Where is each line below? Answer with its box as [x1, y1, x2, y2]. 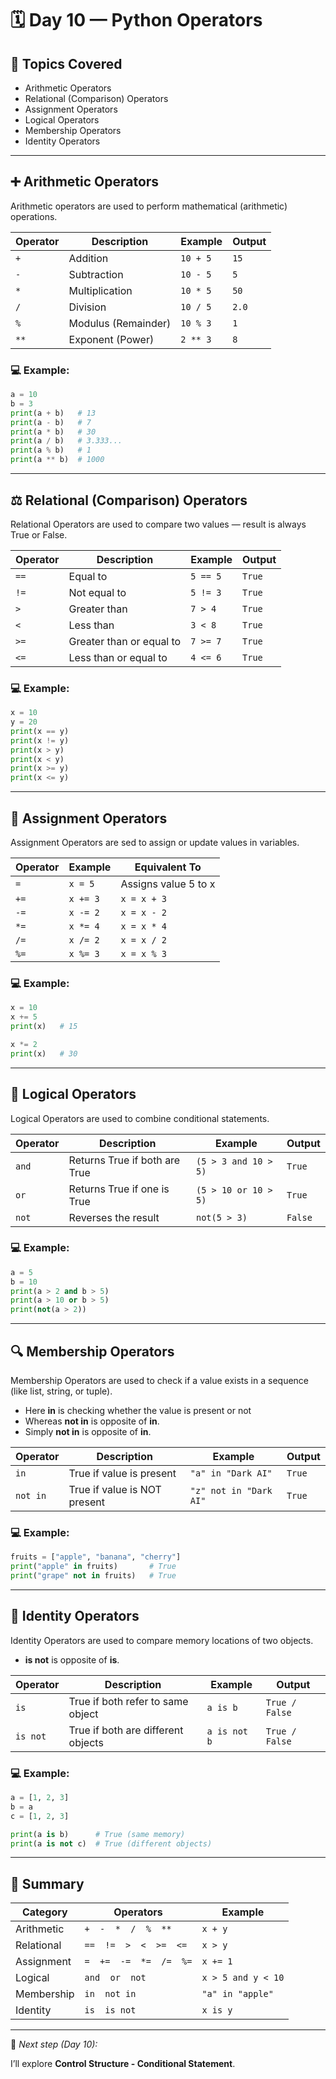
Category [21, 1905, 68, 1919]
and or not [84, 1972, 147, 1984]
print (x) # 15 [10, 1022, 78, 1032]
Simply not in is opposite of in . [24, 1426, 152, 1437]
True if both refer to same [68, 1694, 189, 1708]
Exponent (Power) [68, 332, 155, 346]
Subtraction [68, 267, 124, 281]
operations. [10, 210, 58, 222]
